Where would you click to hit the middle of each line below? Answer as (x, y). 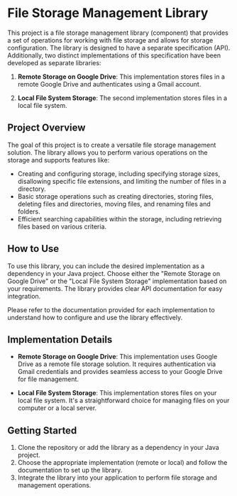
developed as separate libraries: (54, 62)
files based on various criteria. (62, 226)
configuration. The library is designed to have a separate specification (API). (119, 48)
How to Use (33, 249)
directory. (32, 189)
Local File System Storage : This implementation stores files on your (117, 393)
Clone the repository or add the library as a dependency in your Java (118, 448)
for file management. (48, 379)
